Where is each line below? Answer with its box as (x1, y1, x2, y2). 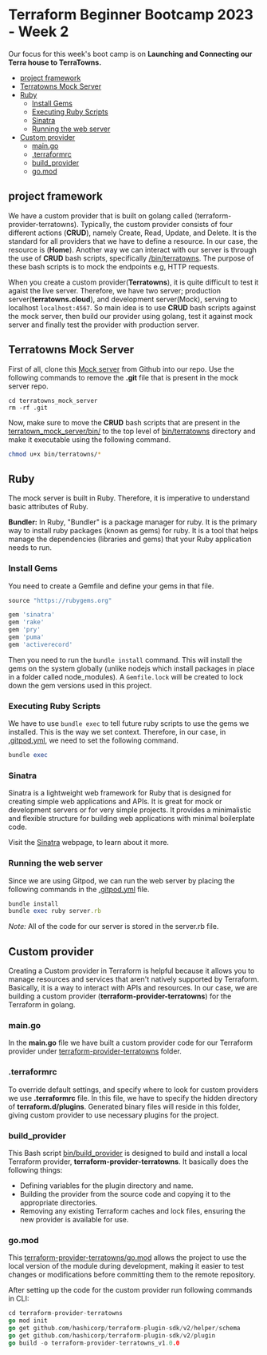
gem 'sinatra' (8, 611, 56, 619)
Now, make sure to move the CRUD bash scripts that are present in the (8, 417, 241, 427)
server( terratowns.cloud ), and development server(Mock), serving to (8, 294, 238, 304)
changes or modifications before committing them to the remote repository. (8, 1269, 256, 1280)
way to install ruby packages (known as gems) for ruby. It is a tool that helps (8, 526, 259, 536)
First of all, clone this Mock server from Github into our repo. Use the (8, 364, 235, 373)
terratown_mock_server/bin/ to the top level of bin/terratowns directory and (8, 426, 257, 436)
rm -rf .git (8, 404, 48, 412)
